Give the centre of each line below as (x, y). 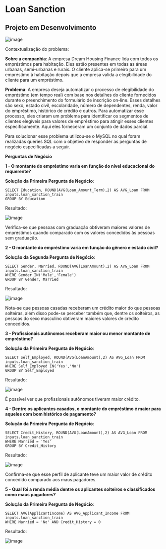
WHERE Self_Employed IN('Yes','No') (43, 366)
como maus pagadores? (30, 494)
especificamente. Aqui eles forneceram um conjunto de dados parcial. (77, 126)
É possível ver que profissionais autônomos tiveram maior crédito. (73, 399)
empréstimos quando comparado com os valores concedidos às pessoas (80, 233)
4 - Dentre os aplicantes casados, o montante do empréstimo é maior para (83, 409)
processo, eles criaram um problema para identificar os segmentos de (77, 116)
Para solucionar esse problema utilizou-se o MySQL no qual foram (73, 136)
